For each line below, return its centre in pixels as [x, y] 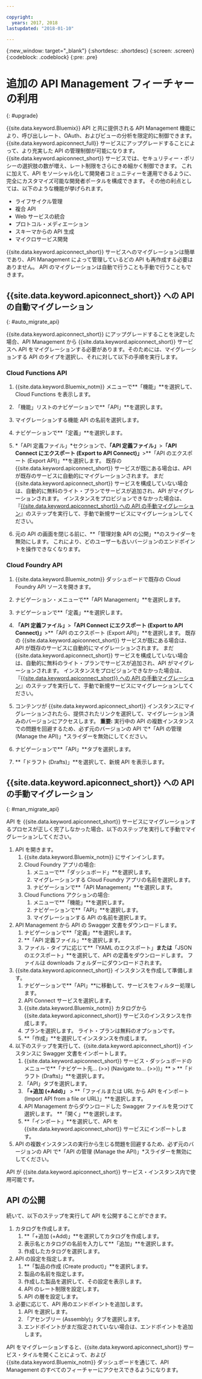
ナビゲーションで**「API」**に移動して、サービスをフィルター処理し [110, 985]
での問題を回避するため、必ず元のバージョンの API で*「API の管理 [98, 728]
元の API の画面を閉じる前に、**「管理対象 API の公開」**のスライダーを [106, 534]
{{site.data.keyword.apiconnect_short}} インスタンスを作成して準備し [101, 970]
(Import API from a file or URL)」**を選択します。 [85, 1098]
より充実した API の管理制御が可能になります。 [80, 151]
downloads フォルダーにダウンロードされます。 [106, 963]
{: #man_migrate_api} [33, 809]
